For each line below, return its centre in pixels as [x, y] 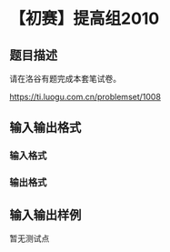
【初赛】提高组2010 [85, 19]
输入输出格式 [45, 128]
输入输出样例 [45, 215]
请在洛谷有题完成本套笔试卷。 [65, 79]
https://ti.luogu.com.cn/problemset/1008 [85, 97]
